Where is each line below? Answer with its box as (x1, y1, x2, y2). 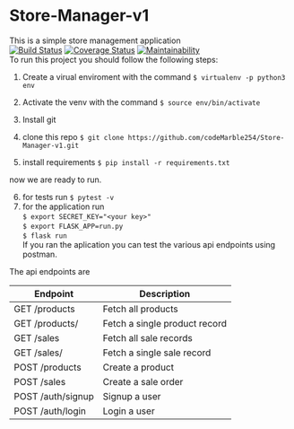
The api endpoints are (9, 266, 91, 276)
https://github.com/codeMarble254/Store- (127, 133, 285, 142)
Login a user (102, 405, 155, 417)
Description (139, 287, 191, 300)
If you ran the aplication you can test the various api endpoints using (22, 239, 276, 250)
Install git (22, 114, 56, 125)
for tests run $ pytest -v (22, 191, 115, 202)
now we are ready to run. (9, 174, 102, 185)
